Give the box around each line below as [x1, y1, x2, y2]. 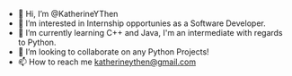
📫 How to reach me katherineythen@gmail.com [17, 56, 196, 67]
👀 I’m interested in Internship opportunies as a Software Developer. [17, 18, 267, 29]
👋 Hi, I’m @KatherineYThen [17, 9, 119, 19]
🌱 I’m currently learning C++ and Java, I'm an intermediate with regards [17, 28, 283, 38]
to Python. [17, 37, 57, 47]
